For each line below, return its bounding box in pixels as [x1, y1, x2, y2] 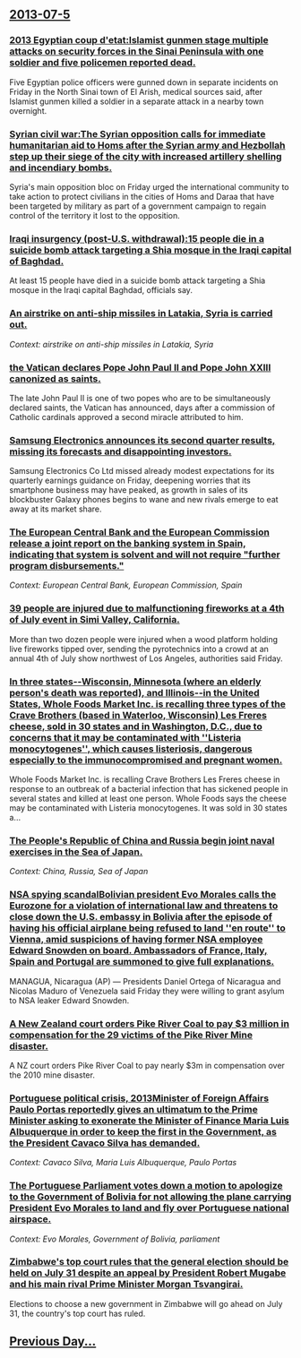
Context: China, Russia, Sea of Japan [9, 866, 149, 877]
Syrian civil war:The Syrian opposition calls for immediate [9, 127, 266, 140]
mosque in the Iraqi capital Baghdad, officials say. [9, 285, 193, 296]
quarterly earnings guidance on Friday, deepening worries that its [9, 475, 251, 486]
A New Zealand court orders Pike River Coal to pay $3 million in [9, 1017, 289, 1029]
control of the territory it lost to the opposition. [9, 210, 181, 220]
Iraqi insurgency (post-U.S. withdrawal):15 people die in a [9, 232, 264, 245]
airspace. [9, 1213, 52, 1225]
